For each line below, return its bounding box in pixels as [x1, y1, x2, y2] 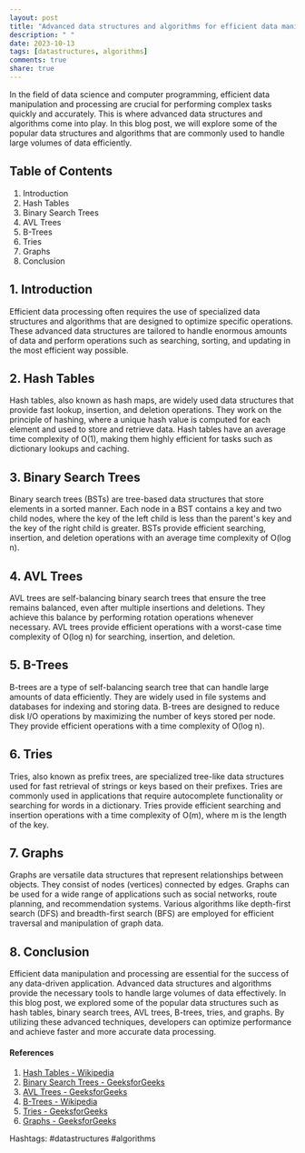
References [9, 1047, 54, 1058]
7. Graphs [9, 845, 64, 860]
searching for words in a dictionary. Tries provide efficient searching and [9, 799, 281, 810]
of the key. [9, 819, 50, 830]
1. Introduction [9, 282, 93, 297]
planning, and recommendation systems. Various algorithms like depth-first [9, 898, 291, 909]
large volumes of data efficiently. [9, 137, 133, 148]
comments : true [9, 55, 67, 65]
